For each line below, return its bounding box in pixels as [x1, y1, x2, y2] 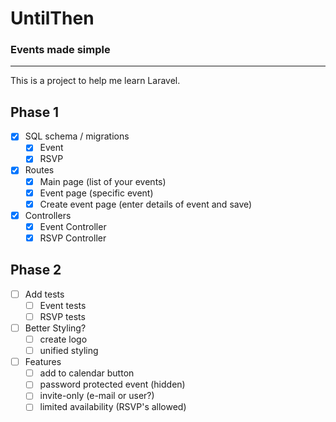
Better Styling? [24, 322, 87, 334]
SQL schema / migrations [24, 130, 130, 142]
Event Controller [39, 220, 107, 232]
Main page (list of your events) [39, 175, 167, 187]
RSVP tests [39, 310, 86, 322]
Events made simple [10, 43, 111, 57]
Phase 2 [10, 262, 62, 279]
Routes [24, 164, 55, 176]
